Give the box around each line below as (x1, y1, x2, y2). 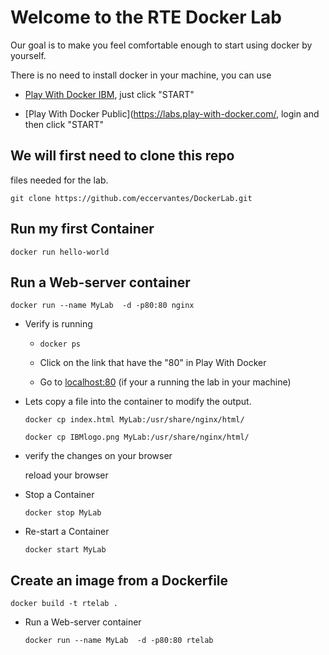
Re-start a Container (24, 526, 110, 538)
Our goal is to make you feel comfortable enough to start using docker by (10, 39, 313, 51)
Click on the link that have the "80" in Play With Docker (39, 357, 267, 369)
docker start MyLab (24, 545, 107, 555)
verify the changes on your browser (24, 450, 173, 462)
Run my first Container (10, 221, 155, 238)
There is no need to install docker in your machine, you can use (10, 69, 272, 81)
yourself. (10, 49, 47, 61)
